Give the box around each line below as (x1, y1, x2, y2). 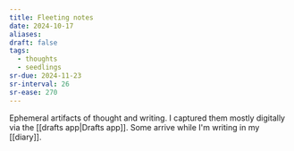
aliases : (9, 29, 42, 38)
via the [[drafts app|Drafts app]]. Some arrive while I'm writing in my (9, 122, 260, 132)
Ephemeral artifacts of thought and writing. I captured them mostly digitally (9, 113, 286, 123)
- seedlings (17, 63, 63, 72)
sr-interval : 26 (9, 80, 70, 88)
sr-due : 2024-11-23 (9, 71, 82, 80)
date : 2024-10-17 (9, 21, 74, 30)
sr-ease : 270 (9, 88, 58, 96)
